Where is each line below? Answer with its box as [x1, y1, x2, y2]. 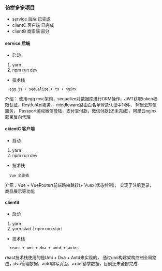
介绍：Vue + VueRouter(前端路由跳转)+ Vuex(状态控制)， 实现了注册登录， [5, 182, 154, 188]
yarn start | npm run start [12, 225, 62, 231]
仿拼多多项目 [5, 4, 35, 11]
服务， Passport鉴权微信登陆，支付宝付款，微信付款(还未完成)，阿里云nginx [5, 108, 157, 113]
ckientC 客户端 [5, 126, 35, 132]
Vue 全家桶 [9, 173, 29, 178]
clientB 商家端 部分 [12, 28, 50, 34]
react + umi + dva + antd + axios [9, 245, 79, 250]
